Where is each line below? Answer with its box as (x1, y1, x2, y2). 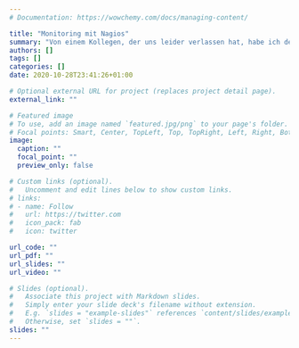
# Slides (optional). (9, 284, 90, 293)
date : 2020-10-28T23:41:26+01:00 (9, 70, 133, 80)
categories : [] (9, 62, 66, 71)
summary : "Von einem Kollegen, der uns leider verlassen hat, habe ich (9, 37, 280, 46)
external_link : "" (9, 95, 77, 104)
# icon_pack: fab (9, 219, 82, 228)
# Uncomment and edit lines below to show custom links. (9, 185, 233, 195)
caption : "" (17, 145, 62, 153)
